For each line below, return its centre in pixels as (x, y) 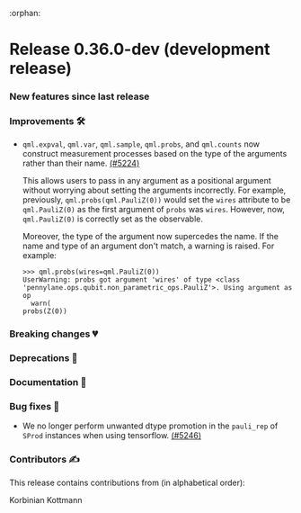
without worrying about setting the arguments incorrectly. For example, (154, 190)
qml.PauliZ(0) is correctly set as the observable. (113, 219)
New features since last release (80, 96)
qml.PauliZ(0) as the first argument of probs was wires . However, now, (153, 210)
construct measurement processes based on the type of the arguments (155, 154)
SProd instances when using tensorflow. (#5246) (112, 436)
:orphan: (25, 13)
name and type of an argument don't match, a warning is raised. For (148, 246)
